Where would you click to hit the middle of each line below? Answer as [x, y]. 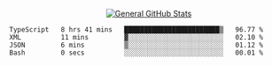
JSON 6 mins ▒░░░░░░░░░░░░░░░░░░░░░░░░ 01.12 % [136, 45]
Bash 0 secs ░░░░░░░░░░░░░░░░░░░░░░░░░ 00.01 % [136, 53]
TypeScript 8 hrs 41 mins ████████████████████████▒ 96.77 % [136, 30]
